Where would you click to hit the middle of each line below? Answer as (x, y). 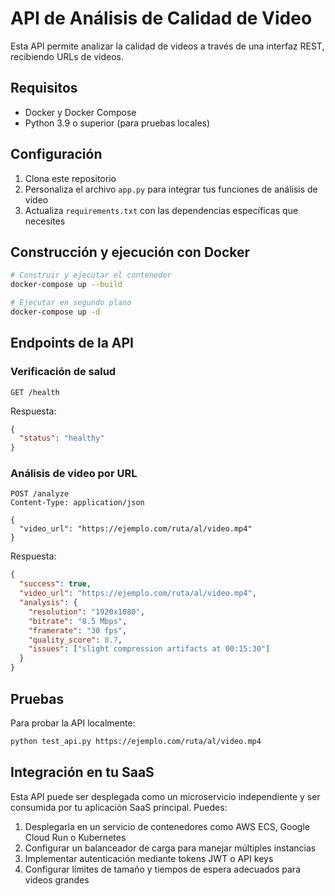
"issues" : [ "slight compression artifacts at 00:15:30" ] (149, 649)
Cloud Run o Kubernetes (75, 837)
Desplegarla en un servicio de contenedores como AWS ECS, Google (167, 826)
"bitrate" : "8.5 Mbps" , (78, 621)
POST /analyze (40, 494)
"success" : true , (55, 584)
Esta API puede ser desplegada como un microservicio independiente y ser (165, 796)
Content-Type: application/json (77, 503)
